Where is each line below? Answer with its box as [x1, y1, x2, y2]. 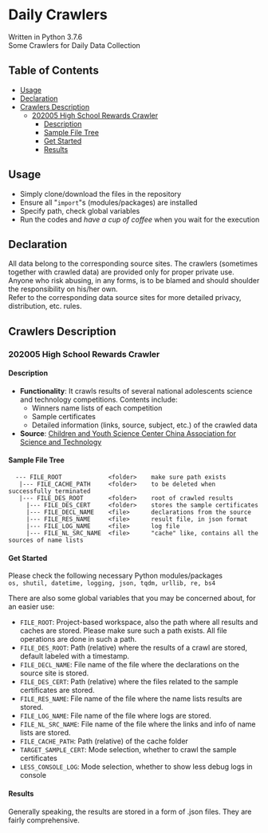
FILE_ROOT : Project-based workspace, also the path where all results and [19, 618, 258, 627]
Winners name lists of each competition [31, 402, 163, 413]
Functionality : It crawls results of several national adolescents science [19, 386, 253, 395]
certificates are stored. [19, 686, 95, 695]
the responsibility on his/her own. [8, 284, 118, 294]
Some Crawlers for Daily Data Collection [8, 40, 141, 50]
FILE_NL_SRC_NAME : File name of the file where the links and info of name [19, 719, 257, 729]
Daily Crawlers [8, 6, 108, 24]
